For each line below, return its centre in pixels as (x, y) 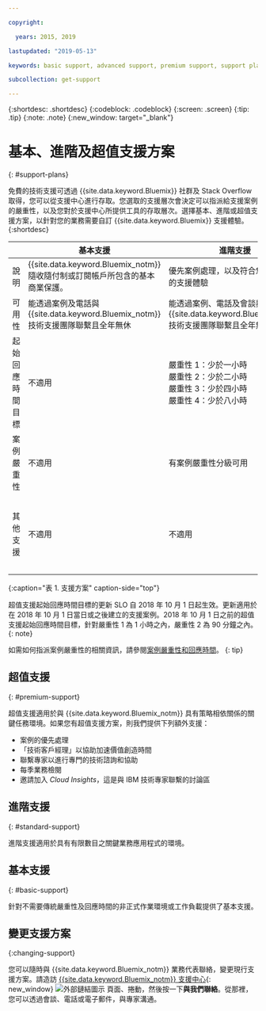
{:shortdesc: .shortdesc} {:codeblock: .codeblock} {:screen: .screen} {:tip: (129, 109)
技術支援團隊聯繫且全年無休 (80, 326)
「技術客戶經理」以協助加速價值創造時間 (85, 750)
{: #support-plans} (38, 174)
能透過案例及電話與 (64, 303)
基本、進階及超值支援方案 (92, 152)
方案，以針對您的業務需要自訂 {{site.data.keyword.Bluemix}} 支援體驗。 (131, 221)
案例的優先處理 (44, 740)
